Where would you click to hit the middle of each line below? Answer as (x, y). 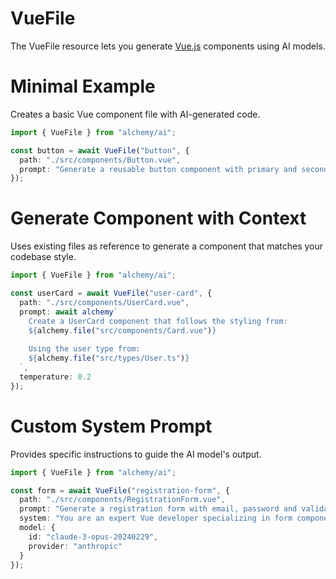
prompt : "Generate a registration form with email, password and (158, 509)
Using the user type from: (84, 349)
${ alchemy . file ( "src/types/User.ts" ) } (109, 358)
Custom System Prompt (111, 426)
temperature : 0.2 (55, 377)
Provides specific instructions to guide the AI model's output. (136, 454)
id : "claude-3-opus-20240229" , (93, 537)
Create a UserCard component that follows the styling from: (158, 321)
